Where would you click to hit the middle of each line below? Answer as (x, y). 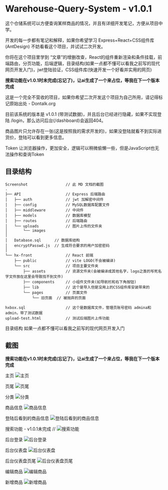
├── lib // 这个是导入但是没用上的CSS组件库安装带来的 (86, 287)
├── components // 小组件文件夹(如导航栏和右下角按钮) (80, 282)
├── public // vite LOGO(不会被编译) (65, 261)
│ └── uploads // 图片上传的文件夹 (54, 226)
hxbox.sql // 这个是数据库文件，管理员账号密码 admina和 (78, 307)
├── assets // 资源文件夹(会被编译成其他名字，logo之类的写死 (91, 271)
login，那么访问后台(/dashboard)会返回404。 (59, 120)
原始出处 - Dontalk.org (32, 103)
